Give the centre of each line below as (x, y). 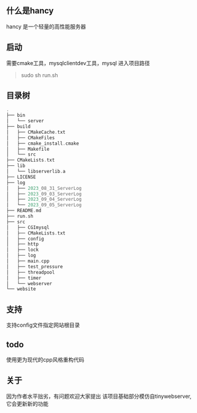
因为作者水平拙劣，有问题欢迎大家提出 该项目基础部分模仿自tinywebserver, (99, 396)
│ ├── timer (24, 278)
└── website (21, 289)
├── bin (16, 115)
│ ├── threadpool (31, 272)
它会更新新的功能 (27, 403)
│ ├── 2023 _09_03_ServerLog (44, 194)
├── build (19, 127)
